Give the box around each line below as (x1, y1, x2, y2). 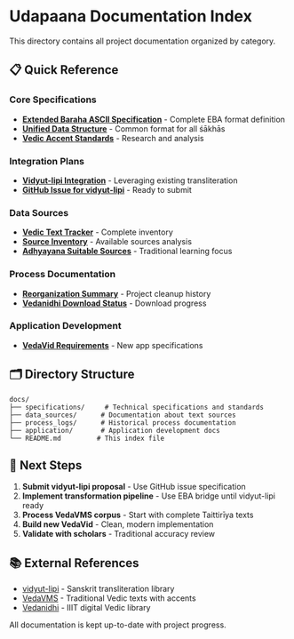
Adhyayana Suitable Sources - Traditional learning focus (21, 246, 233, 257)
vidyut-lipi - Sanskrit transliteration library (21, 584, 175, 595)
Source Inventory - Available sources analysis (21, 236, 193, 247)
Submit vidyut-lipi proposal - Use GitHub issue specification (21, 482, 246, 492)
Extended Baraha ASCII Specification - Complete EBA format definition (21, 114, 286, 124)
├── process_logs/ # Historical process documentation (9, 418, 237, 427)
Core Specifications (9, 93, 98, 106)
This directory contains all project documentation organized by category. (9, 36, 276, 46)
